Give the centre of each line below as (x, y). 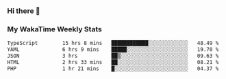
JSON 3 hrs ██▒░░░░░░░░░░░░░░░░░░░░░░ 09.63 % (113, 56)
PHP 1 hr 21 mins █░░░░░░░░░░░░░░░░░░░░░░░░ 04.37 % (113, 68)
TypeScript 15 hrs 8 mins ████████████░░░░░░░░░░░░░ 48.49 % (113, 44)
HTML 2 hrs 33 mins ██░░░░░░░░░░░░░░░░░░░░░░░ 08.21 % (113, 62)
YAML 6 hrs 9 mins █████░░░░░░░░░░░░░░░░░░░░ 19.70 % (113, 50)
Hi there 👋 (24, 11)
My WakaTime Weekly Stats (55, 29)
